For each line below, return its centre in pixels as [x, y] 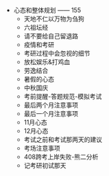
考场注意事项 [42, 148]
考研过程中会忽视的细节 [57, 53]
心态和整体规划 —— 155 [47, 10]
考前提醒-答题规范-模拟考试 [63, 96]
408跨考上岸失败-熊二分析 [61, 157]
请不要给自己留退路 [51, 36]
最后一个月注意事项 [51, 114]
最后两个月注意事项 [51, 105]
